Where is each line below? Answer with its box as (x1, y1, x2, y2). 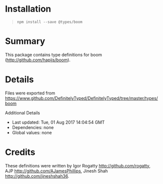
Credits (5, 147, 35, 158)
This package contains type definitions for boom (5, 52, 102, 57)
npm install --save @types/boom (16, 19, 82, 24)
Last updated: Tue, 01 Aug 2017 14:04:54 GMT (12, 119, 105, 125)
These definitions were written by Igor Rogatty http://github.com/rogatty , (5, 163, 151, 168)
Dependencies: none (12, 124, 54, 130)
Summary (5, 36, 45, 47)
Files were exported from (5, 90, 55, 96)
